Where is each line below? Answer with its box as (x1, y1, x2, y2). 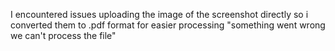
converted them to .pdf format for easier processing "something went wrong (10, 19, 326, 31)
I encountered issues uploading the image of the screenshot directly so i (10, 9, 309, 20)
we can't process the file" (10, 30, 117, 41)
